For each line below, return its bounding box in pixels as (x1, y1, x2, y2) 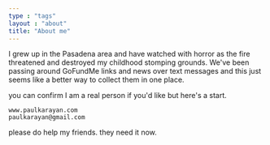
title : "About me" (8, 27, 71, 35)
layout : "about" (8, 19, 67, 28)
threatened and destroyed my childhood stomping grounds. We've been (8, 58, 250, 67)
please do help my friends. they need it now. (8, 127, 157, 138)
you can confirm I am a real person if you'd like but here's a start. (8, 91, 228, 100)
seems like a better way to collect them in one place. (8, 75, 185, 85)
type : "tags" (8, 11, 57, 20)
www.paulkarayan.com (8, 106, 79, 114)
